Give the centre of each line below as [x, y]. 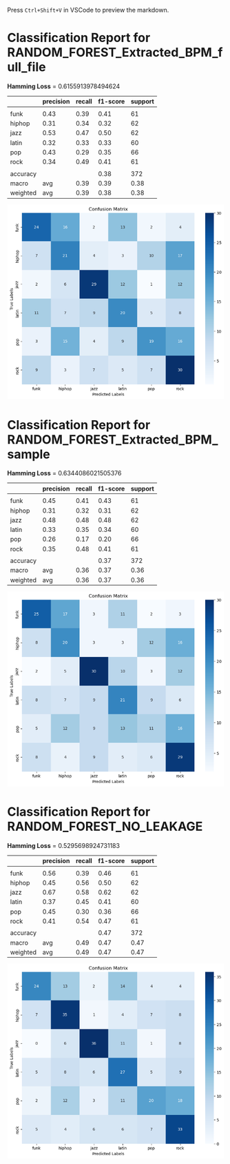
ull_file [27, 67]
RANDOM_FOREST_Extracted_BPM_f [115, 53]
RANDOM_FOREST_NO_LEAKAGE [105, 826]
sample [29, 454]
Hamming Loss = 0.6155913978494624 [64, 86]
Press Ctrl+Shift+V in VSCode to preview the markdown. [88, 10]
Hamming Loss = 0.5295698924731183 [64, 845]
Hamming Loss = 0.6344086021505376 [64, 473]
